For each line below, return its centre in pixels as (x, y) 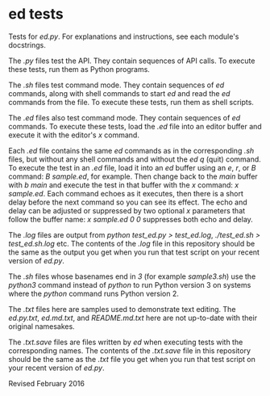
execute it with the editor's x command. (74, 135)
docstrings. (27, 44)
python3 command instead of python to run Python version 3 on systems (130, 284)
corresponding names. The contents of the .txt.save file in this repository (130, 350)
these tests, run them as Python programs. (79, 69)
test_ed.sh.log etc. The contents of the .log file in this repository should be (132, 243)
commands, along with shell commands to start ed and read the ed (119, 93)
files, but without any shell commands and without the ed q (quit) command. (135, 159)
